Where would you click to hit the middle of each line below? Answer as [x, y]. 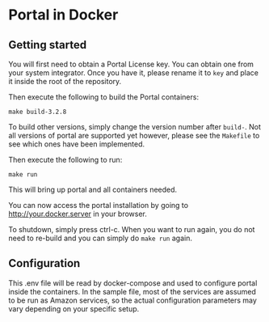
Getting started [48, 45]
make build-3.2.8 [38, 112]
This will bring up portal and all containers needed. [93, 189]
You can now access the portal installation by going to [98, 205]
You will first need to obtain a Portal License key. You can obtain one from [131, 64]
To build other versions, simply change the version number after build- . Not [134, 127]
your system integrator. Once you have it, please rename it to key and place [134, 73]
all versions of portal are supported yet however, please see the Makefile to [134, 136]
